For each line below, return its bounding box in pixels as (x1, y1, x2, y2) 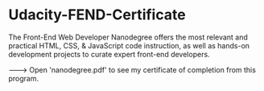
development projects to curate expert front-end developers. (8, 49, 211, 59)
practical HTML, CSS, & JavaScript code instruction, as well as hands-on (8, 40, 250, 50)
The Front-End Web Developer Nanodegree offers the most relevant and (8, 32, 248, 42)
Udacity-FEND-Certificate (8, 6, 187, 24)
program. (8, 73, 39, 83)
